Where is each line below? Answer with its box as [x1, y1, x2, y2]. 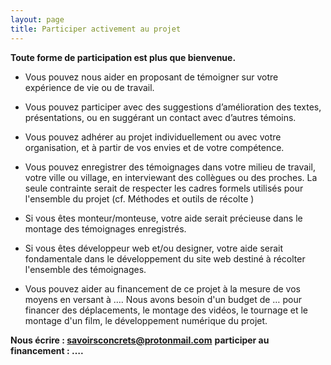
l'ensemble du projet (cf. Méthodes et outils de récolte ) [24, 192, 255, 205]
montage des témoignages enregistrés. [24, 222, 187, 235]
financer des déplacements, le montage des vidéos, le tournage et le [24, 304, 308, 316]
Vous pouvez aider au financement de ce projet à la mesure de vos [24, 282, 301, 295]
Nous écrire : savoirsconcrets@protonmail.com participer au [10, 334, 270, 346]
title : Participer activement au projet [10, 24, 182, 34]
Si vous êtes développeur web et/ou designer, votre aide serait [24, 242, 284, 254]
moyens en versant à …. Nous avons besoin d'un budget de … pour [24, 293, 302, 305]
